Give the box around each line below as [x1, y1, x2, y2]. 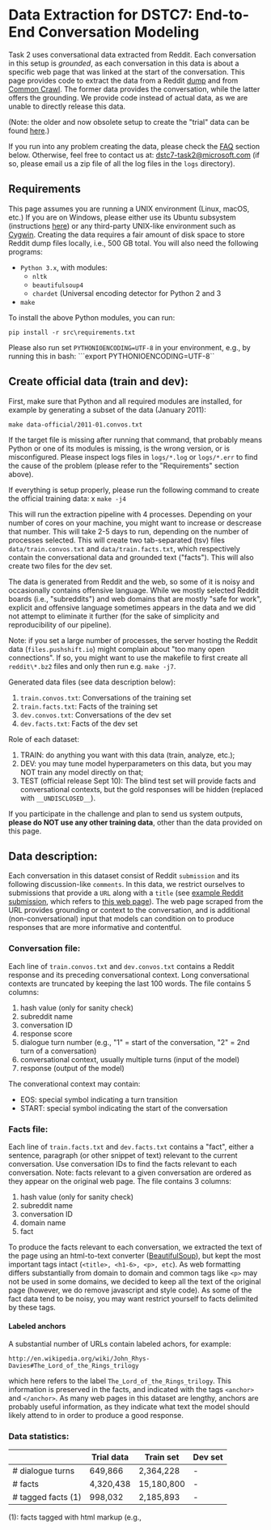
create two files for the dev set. [8, 561, 113, 571]
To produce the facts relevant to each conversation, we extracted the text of [8, 1242, 263, 1252]
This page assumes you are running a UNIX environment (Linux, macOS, [8, 204, 250, 213]
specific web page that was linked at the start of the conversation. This [8, 66, 245, 76]
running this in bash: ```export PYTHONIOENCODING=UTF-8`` [8, 351, 215, 361]
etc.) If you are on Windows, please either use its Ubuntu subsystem [8, 212, 236, 222]
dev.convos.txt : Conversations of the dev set [19, 709, 171, 719]
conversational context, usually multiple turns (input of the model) [19, 1054, 240, 1064]
